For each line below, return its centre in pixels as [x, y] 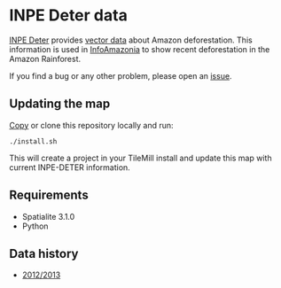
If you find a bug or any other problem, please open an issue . [121, 75]
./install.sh [33, 141]
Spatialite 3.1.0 [48, 216]
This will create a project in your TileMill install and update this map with [140, 158]
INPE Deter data [69, 16]
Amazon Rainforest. [45, 58]
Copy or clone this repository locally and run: [92, 125]
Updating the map [60, 104]
